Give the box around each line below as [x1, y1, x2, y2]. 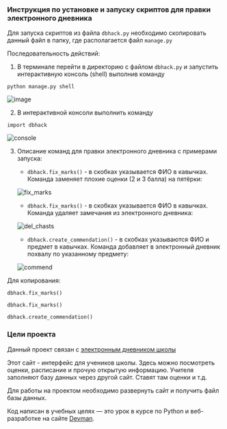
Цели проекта [7, 330, 56, 339]
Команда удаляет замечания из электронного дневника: [27, 209, 193, 217]
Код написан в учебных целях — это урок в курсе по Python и [7, 406, 189, 415]
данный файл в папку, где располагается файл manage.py [7, 36, 173, 45]
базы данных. [7, 393, 47, 402]
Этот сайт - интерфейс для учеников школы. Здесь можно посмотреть [7, 358, 215, 367]
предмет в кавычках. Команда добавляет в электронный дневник [27, 243, 221, 251]
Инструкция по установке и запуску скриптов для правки [7, 5, 211, 14]
